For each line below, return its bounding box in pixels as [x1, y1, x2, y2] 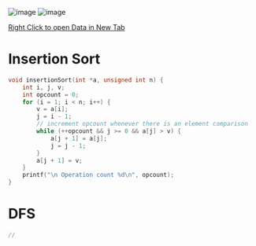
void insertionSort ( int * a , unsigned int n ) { [8, 75, 164, 84]
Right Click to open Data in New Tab [8, 23, 125, 31]
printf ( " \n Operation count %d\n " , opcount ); [22, 171, 175, 179]
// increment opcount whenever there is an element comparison [36, 120, 248, 128]
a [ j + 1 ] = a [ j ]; [50, 134, 108, 142]
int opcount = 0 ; [22, 90, 80, 98]
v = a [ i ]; [36, 105, 69, 113]
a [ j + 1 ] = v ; [36, 156, 83, 164]
